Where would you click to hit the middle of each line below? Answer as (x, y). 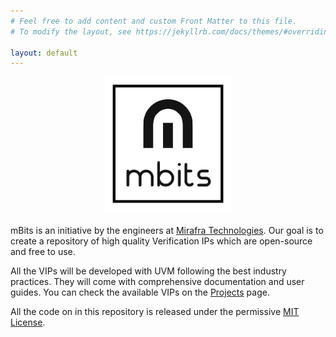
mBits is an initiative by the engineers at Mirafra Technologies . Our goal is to (167, 231)
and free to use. (43, 252)
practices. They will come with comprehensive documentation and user (157, 282)
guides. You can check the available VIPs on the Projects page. (140, 292)
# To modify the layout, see (71, 31)
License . (28, 322)
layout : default (44, 53)
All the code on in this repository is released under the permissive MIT (155, 312)
